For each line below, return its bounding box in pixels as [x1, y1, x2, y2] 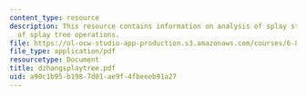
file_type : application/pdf [9, 47, 117, 56]
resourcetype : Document [9, 55, 100, 64]
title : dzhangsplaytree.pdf [9, 64, 117, 73]
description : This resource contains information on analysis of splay [9, 22, 287, 31]
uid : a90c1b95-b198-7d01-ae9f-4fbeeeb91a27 [9, 72, 178, 81]
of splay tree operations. [17, 30, 120, 39]
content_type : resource [9, 13, 100, 23]
